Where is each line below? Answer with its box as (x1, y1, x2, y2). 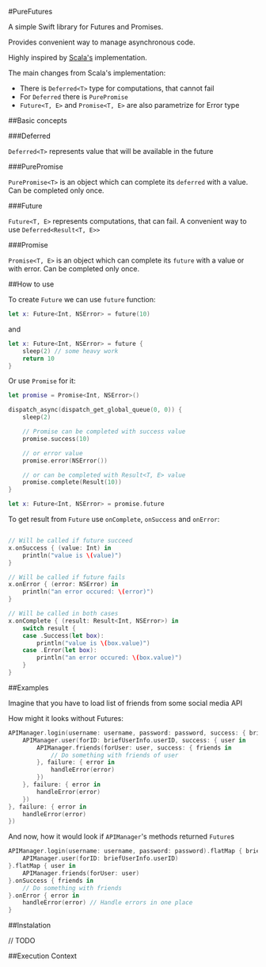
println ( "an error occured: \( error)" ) (22, 588, 154, 596)
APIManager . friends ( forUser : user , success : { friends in (36, 743, 232, 752)
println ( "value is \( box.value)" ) (36, 639, 150, 647)
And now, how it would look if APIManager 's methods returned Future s (8, 832, 235, 842)
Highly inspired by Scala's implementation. (8, 53, 148, 62)
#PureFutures (8, 7, 53, 16)
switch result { (22, 624, 77, 632)
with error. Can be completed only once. (8, 264, 140, 273)
